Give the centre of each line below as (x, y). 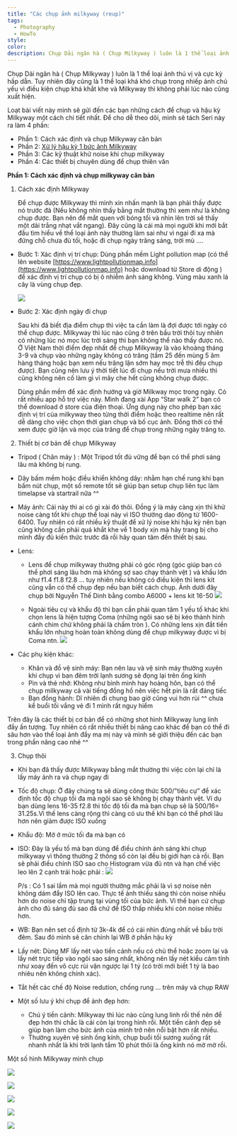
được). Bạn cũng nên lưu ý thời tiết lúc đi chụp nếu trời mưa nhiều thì (117, 370)
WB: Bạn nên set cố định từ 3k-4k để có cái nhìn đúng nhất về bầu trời (120, 930)
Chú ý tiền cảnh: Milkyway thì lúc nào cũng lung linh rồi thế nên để (125, 1015)
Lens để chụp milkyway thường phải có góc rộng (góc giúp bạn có (125, 564)
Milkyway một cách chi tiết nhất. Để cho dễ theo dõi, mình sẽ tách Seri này (116, 117)
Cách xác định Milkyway (53, 189)
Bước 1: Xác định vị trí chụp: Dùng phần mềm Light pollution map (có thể (123, 254)
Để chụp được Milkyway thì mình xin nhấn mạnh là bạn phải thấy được (120, 202)
